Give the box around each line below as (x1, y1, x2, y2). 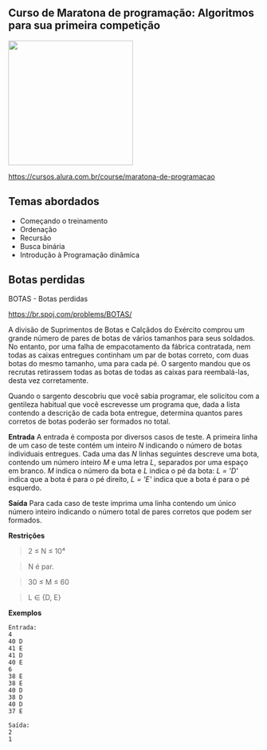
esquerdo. (8, 483, 42, 493)
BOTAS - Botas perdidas (8, 294, 88, 304)
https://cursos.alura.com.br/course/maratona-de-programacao (8, 172, 215, 181)
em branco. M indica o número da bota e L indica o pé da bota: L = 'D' (8, 466, 239, 476)
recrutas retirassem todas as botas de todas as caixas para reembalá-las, (8, 367, 249, 377)
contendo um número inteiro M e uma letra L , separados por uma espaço (8, 458, 249, 468)
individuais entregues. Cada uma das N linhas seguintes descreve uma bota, (8, 449, 260, 459)
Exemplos (8, 608, 42, 618)
